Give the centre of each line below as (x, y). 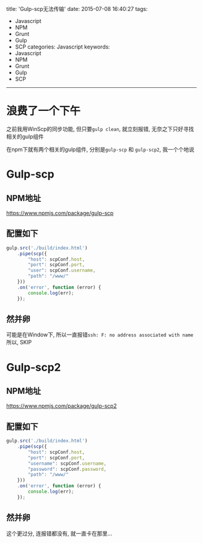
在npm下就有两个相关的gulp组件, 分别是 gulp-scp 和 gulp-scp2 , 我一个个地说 (100, 149)
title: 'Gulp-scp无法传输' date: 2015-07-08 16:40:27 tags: (77, 9)
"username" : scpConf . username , (67, 463)
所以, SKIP (19, 342)
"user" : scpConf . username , (62, 271)
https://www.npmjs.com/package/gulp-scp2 (62, 406)
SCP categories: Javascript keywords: (63, 47)
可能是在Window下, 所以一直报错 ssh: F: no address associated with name (100, 335)
